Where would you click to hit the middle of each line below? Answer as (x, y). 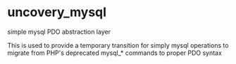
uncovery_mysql (57, 12)
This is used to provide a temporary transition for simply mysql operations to (118, 45)
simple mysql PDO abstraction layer (59, 32)
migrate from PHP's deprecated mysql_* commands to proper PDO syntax (114, 53)
